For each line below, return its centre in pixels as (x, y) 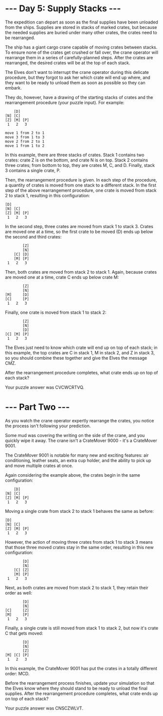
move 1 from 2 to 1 (25, 133)
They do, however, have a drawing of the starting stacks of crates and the (79, 97)
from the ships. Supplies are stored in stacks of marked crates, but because (81, 27)
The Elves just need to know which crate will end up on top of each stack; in (81, 347)
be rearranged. (20, 38)
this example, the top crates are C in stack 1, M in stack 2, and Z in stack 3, (80, 352)
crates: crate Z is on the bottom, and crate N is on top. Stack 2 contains (77, 160)
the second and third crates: (33, 237)
